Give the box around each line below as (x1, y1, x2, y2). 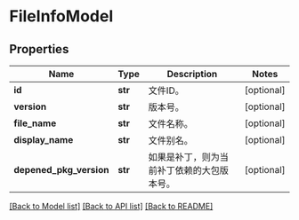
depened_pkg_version (13, 164, 109, 176)
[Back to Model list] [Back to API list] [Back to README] (9, 201, 214, 211)
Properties (9, 42, 69, 57)
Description (166, 68, 218, 80)
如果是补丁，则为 (148, 151, 221, 163)
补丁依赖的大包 (157, 164, 221, 177)
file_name (13, 117, 57, 130)
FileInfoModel (9, 6, 114, 27)
